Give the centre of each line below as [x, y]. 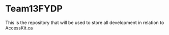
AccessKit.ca [19, 27]
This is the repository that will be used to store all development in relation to [85, 22]
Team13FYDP [34, 9]
